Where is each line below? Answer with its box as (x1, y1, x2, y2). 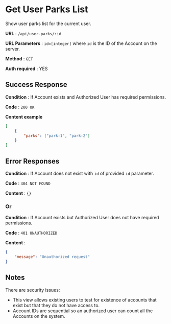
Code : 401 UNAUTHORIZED (5, 230, 58, 236)
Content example (5, 113, 43, 120)
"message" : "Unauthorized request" (14, 254, 90, 260)
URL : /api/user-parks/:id (5, 30, 62, 36)
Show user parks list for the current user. (5, 20, 91, 27)
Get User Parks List (5, 4, 88, 15)
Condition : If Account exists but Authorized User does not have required (5, 215, 159, 221)
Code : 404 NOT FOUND (5, 180, 51, 186)
